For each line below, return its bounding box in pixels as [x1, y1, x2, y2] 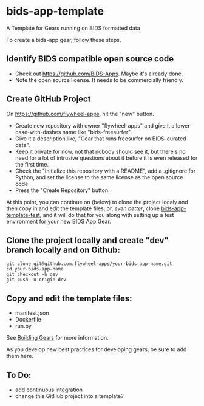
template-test [6, 211, 41, 218]
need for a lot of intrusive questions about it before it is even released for [15, 154, 198, 162]
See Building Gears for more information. [6, 334, 109, 342]
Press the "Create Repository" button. [15, 187, 110, 194]
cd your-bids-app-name [6, 266, 64, 272]
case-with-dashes [15, 128, 61, 136]
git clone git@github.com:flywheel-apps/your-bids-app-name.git [6, 261, 172, 267]
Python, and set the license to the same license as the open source [15, 173, 183, 181]
